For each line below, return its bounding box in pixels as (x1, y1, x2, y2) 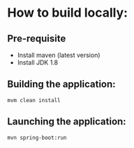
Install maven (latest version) (17, 51, 100, 59)
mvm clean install (7, 97, 61, 104)
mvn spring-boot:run (7, 134, 68, 141)
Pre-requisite (7, 33, 66, 44)
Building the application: (7, 79, 117, 90)
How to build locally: (7, 5, 128, 21)
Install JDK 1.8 (17, 58, 58, 67)
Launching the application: (7, 116, 127, 128)
